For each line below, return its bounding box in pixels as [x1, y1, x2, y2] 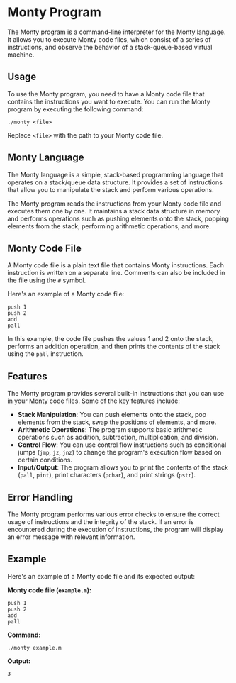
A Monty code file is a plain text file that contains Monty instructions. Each [7, 261, 225, 270]
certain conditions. [17, 455, 73, 465]
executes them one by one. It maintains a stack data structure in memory [7, 206, 220, 215]
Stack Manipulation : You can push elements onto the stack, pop [17, 411, 207, 419]
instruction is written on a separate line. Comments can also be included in [7, 269, 225, 277]
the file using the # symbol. [7, 276, 86, 284]
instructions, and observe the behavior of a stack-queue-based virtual [7, 43, 213, 51]
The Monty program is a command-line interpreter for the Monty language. [7, 28, 226, 36]
